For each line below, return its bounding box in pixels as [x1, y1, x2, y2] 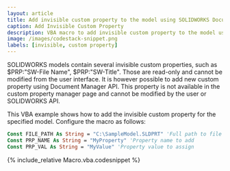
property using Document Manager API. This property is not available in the [7, 83, 220, 90]
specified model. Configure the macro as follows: [7, 118, 146, 125]
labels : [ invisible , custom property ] [7, 42, 118, 49]
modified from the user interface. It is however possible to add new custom [7, 75, 219, 83]
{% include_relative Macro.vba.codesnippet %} [7, 155, 140, 164]
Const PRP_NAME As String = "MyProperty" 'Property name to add [7, 137, 194, 144]
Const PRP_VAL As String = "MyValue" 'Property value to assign [7, 143, 194, 150]
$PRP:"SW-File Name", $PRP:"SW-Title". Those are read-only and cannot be [7, 68, 222, 76]
